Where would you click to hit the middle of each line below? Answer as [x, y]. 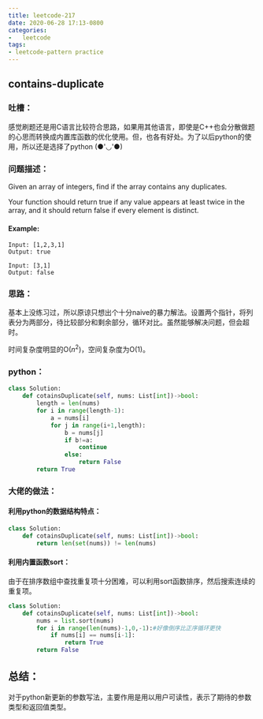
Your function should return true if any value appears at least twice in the [127, 201]
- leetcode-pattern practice [56, 52]
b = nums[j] [84, 433]
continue [93, 448]
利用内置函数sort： [39, 562]
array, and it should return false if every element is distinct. [104, 210]
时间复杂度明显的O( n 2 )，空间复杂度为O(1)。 [79, 349]
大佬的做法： [33, 491]
